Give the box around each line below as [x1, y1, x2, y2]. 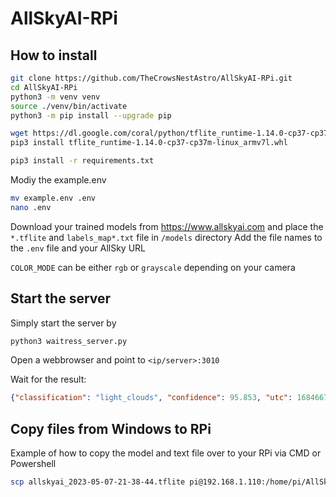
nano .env [10, 202, 52, 212]
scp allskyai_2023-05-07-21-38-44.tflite [10, 477, 186, 487]
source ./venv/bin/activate [10, 101, 128, 111]
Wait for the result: [10, 373, 87, 386]
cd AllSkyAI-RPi [10, 82, 78, 92]
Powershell [10, 458, 57, 470]
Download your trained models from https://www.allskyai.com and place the [10, 220, 324, 232]
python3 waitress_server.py [10, 336, 128, 346]
